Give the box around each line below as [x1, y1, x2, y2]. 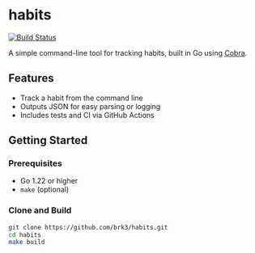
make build [8, 238, 45, 247]
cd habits [8, 230, 42, 239]
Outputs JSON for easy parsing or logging [19, 101, 161, 111]
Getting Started [8, 133, 88, 147]
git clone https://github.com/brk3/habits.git [8, 223, 168, 231]
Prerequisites [8, 158, 62, 169]
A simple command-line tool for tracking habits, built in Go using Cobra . [8, 48, 248, 57]
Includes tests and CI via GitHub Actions [19, 110, 155, 120]
